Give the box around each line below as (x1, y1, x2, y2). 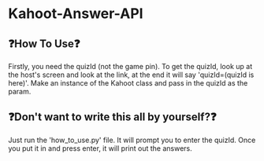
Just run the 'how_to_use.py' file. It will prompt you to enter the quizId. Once (8, 135, 256, 145)
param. (8, 87, 32, 96)
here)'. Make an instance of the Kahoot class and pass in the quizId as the (8, 79, 248, 87)
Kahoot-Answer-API (8, 5, 143, 23)
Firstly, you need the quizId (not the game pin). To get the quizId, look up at (8, 62, 253, 71)
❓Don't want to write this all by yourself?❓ (8, 111, 217, 124)
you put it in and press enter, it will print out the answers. (8, 143, 192, 153)
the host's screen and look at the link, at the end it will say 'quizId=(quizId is (8, 70, 255, 79)
